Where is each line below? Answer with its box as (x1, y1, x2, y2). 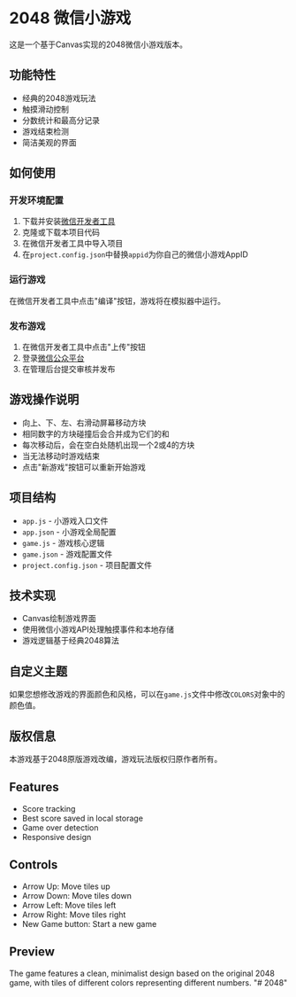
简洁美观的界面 (21, 136, 77, 147)
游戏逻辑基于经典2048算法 (21, 635, 119, 646)
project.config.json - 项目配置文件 (21, 559, 153, 570)
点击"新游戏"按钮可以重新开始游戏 (21, 462, 146, 472)
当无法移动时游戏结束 (21, 450, 100, 461)
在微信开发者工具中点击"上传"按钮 (21, 342, 146, 353)
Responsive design (21, 831, 92, 842)
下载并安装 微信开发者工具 (21, 216, 116, 227)
